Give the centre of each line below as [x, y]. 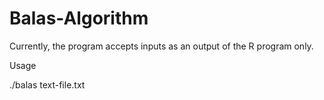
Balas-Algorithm [79, 18]
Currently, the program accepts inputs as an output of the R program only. [161, 46]
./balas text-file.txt [47, 84]
